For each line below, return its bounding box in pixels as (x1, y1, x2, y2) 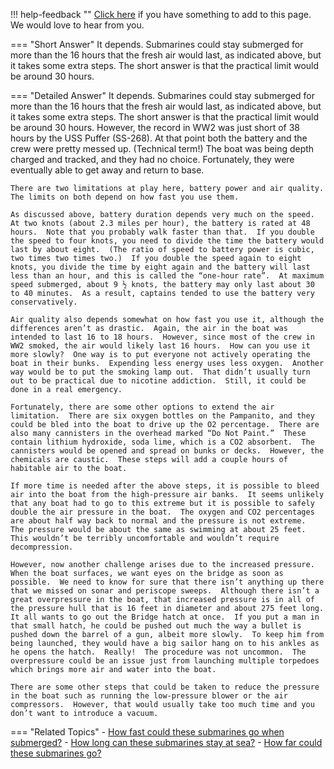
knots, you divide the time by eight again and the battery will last (10, 262, 311, 272)
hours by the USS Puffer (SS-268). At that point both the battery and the (10, 132, 308, 144)
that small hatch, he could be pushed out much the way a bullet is (10, 621, 302, 631)
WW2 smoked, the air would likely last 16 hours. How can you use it (10, 341, 311, 351)
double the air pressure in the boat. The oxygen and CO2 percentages (10, 507, 315, 517)
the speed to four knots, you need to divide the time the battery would (10, 236, 325, 246)
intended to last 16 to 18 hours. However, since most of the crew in (10, 332, 315, 342)
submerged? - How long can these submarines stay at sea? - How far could (10, 737, 323, 748)
